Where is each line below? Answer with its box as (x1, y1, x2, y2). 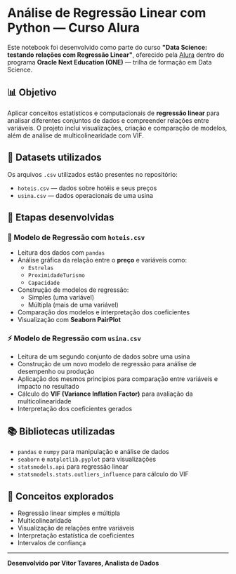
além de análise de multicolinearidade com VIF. (7, 131, 144, 140)
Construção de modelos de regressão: (17, 286, 129, 294)
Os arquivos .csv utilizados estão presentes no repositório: (7, 170, 178, 178)
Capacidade (27, 279, 60, 287)
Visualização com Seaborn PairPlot (17, 316, 122, 324)
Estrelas (27, 265, 54, 272)
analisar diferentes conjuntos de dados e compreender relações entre (7, 116, 209, 124)
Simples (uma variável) (27, 293, 95, 302)
